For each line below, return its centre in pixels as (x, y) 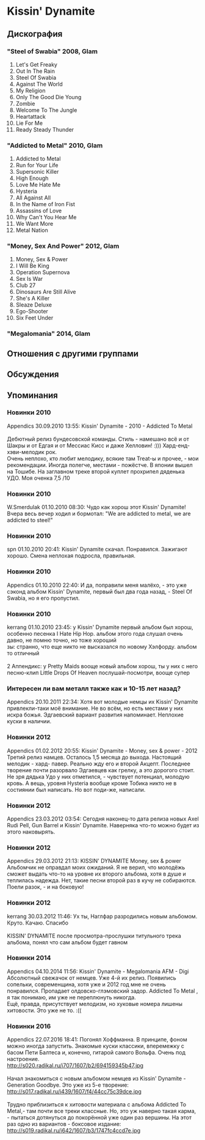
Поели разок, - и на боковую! (45, 887)
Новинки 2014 (29, 958)
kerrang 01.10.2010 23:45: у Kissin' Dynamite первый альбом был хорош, (100, 627)
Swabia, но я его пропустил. (43, 598)
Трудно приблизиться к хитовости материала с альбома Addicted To (97, 1105)
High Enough (32, 178)
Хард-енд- (176, 445)
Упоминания (33, 395)
